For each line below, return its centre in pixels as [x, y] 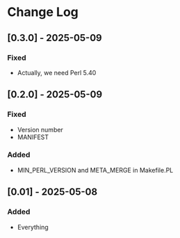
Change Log [43, 12]
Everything [33, 227]
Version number [40, 129]
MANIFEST [33, 137]
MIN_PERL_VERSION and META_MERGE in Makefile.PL [95, 170]
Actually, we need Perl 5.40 [57, 72]
